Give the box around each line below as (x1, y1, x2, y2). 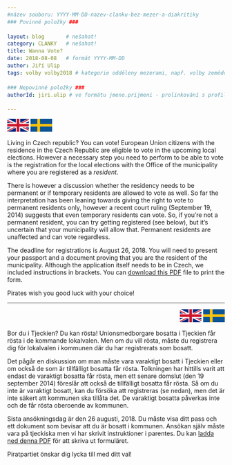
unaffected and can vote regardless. (7, 233, 110, 241)
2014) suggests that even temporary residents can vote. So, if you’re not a (7, 211, 219, 219)
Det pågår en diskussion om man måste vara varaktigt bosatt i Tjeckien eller (7, 357, 223, 366)
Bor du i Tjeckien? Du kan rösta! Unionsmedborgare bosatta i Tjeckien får (7, 329, 216, 338)
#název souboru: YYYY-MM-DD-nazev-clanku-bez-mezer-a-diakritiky (7, 11, 199, 18)
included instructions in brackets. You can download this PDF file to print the (7, 268, 225, 276)
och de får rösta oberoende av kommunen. (7, 401, 129, 410)
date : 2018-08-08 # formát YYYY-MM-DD (7, 55, 126, 62)
